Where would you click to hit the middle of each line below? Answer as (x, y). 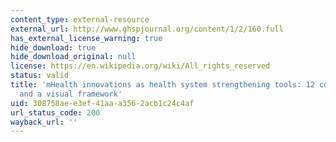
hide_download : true (53, 47)
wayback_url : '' (44, 122)
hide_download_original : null (73, 57)
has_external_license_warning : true (86, 38)
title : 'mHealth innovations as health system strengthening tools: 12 (162, 85)
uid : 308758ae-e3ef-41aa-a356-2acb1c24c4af (102, 103)
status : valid (40, 76)
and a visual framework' (71, 94)
